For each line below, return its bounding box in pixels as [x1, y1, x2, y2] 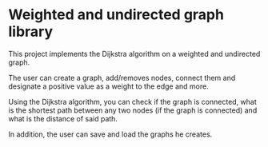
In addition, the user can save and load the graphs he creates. [8, 129, 213, 139]
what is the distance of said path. [8, 113, 118, 123]
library [8, 22, 54, 41]
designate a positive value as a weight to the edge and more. [8, 81, 210, 91]
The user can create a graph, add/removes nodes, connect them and [8, 73, 236, 82]
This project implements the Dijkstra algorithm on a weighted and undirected [8, 49, 261, 58]
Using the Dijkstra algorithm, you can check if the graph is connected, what [8, 97, 258, 106]
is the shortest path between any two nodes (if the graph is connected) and [8, 105, 258, 115]
